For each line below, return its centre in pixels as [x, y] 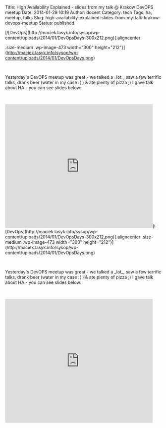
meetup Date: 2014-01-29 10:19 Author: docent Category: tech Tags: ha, [79, 12]
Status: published [57, 23]
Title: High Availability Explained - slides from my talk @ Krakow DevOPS [79, 7]
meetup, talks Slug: [25, 18]
